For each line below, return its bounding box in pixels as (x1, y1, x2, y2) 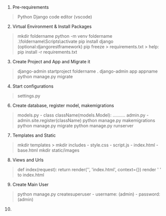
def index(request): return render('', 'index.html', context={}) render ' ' (17, 167, 162, 172)
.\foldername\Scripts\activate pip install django (17, 38, 114, 44)
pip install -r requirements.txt (17, 49, 77, 55)
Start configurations (12, 83, 54, 89)
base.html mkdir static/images (17, 147, 80, 153)
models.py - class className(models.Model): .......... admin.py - (17, 112, 149, 118)
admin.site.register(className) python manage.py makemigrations (17, 117, 156, 123)
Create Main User (12, 182, 49, 187)
